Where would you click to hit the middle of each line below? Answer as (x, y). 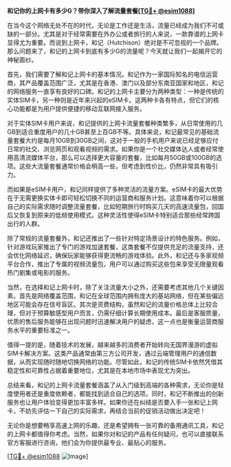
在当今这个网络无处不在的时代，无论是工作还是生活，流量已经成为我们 (107, 25)
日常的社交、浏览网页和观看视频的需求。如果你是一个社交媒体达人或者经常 (112, 149)
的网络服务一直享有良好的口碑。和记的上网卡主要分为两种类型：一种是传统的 (115, 91)
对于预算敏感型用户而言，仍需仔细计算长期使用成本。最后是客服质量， (124, 313)
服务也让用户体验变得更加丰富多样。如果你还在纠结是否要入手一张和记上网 (112, 402)
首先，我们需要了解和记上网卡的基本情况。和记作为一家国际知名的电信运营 (112, 74)
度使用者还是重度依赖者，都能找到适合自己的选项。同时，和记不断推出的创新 (115, 394)
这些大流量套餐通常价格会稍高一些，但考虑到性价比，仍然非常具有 (112, 166)
